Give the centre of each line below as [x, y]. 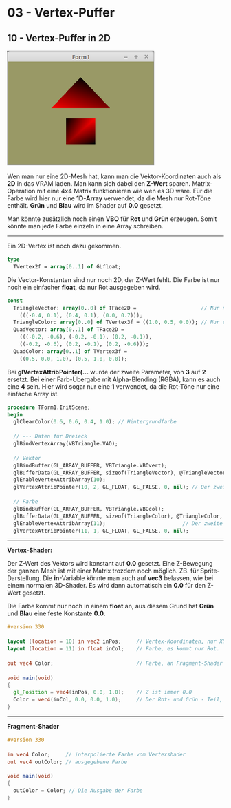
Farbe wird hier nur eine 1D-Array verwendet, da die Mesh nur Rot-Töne [109, 198]
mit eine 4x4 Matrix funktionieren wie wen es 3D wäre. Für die [125, 191]
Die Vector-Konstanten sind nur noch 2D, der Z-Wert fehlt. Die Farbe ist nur [113, 279]
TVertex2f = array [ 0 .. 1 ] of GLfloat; [67, 266]
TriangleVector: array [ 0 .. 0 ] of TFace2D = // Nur [117, 308]
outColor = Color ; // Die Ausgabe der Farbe [78, 791]
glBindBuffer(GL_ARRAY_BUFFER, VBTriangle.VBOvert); [90, 465]
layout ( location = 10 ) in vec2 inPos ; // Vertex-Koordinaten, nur [112, 641]
